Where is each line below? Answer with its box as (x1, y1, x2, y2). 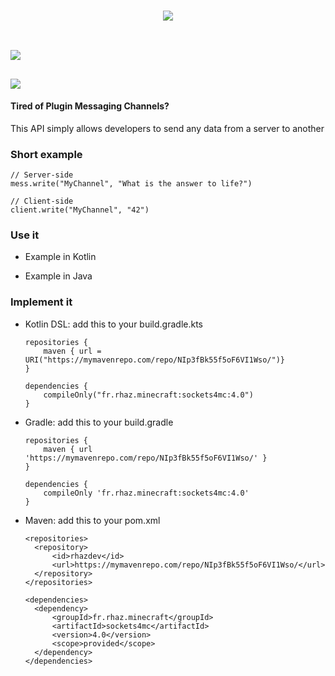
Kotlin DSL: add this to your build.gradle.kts (24, 318, 203, 330)
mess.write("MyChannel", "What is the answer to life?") (10, 179, 253, 189)
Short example (10, 147, 83, 161)
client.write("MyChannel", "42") (10, 205, 150, 215)
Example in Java (24, 270, 93, 282)
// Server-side (10, 170, 74, 180)
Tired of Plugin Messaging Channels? (10, 100, 170, 112)
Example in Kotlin (24, 251, 97, 263)
